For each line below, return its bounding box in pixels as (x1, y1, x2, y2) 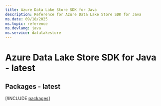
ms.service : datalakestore (5, 30, 61, 35)
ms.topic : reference (5, 21, 48, 26)
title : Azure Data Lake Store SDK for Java (5, 7, 97, 12)
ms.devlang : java (5, 26, 41, 31)
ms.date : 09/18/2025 (5, 16, 48, 21)
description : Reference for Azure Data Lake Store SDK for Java (5, 12, 142, 17)
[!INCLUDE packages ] (5, 96, 50, 101)
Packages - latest (5, 82, 61, 91)
